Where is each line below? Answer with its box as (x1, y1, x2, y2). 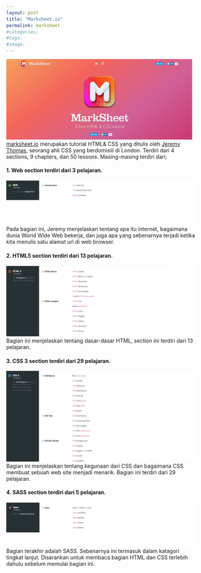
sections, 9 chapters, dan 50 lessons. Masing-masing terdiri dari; (6, 153, 167, 160)
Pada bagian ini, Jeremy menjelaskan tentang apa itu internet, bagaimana (6, 226, 188, 233)
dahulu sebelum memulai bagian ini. (6, 560, 95, 568)
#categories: (6, 29, 39, 35)
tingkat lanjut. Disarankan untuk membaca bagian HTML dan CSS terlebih (6, 554, 188, 561)
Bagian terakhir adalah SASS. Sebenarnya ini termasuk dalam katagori (6, 548, 180, 555)
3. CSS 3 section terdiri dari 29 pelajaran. (6, 357, 111, 364)
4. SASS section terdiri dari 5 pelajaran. (6, 489, 106, 496)
